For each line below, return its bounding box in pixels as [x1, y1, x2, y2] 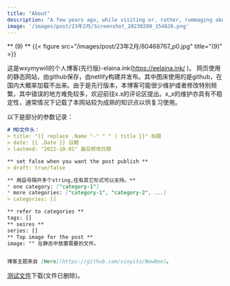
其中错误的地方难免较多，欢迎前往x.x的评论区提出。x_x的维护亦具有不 [18, 90, 217, 98]
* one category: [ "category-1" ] [7, 183, 99, 190]
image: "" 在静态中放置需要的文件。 [7, 240, 99, 247]
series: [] [7, 227, 38, 234]
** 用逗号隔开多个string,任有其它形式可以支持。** [7, 177, 136, 183]
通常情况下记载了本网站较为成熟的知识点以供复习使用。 [25, 99, 181, 107]
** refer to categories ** [7, 208, 84, 216]
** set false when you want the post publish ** [7, 158, 149, 165]
